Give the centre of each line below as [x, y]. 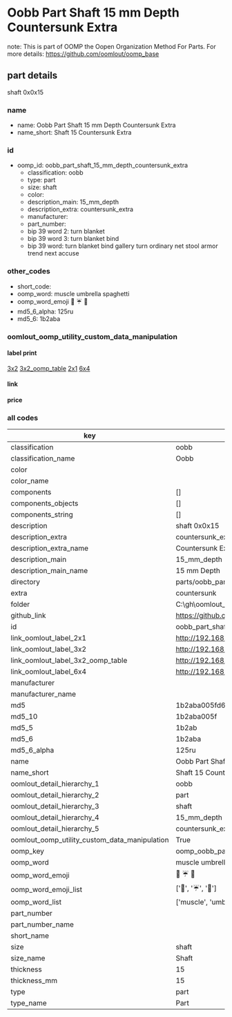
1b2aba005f [196, 717]
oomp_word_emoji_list [47, 889]
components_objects [45, 503]
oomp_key [28, 851]
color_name [30, 481]
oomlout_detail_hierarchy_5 [55, 829]
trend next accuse [53, 253]
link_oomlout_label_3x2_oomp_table [69, 661]
